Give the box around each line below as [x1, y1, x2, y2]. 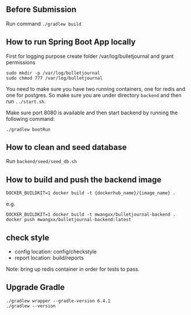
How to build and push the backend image [6, 174, 162, 184]
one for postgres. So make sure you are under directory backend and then [6, 92, 182, 99]
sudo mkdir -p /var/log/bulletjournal [6, 70, 100, 76]
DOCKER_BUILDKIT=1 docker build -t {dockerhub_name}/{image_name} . [6, 190, 176, 196]
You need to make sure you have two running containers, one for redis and [6, 85, 185, 92]
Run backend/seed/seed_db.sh [6, 157, 77, 165]
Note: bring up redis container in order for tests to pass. [6, 265, 140, 273]
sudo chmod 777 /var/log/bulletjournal [6, 75, 103, 81]
